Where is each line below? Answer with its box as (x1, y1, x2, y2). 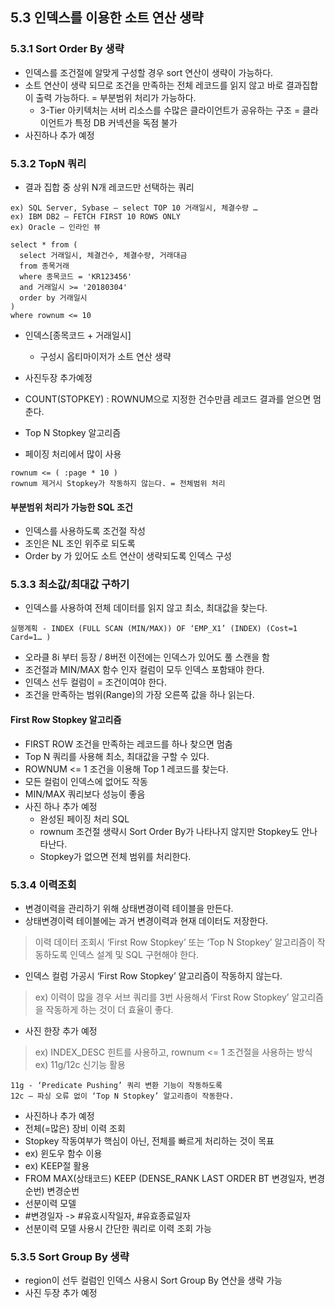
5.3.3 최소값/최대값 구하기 (10, 578, 130, 592)
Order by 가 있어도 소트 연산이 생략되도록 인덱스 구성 (24, 550, 232, 562)
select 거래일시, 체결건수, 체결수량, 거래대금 (19, 250, 188, 260)
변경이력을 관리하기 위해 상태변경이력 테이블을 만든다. (24, 902, 234, 914)
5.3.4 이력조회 (10, 878, 77, 892)
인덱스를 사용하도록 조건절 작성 (24, 525, 146, 537)
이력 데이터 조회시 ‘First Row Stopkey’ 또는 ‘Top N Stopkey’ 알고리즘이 (34, 936, 315, 948)
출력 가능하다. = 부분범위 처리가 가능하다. (35, 91, 197, 103)
